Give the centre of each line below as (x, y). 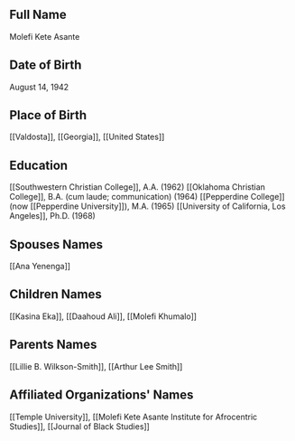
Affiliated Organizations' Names (101, 395)
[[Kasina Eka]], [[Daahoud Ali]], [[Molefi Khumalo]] (103, 316)
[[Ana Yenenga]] (40, 267)
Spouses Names (56, 244)
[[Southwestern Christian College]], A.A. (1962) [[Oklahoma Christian (138, 187)
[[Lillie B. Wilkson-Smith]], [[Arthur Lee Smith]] (96, 366)
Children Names (55, 294)
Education (39, 165)
